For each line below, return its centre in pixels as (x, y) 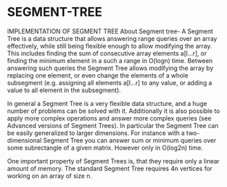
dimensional (24, 140)
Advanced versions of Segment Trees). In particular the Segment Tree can (113, 125)
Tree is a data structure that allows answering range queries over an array (112, 38)
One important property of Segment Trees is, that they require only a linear (113, 161)
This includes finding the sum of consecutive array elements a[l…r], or (107, 53)
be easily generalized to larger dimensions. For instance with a (96, 133)
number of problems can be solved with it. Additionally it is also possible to (113, 111)
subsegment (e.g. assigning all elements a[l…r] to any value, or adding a (110, 82)
